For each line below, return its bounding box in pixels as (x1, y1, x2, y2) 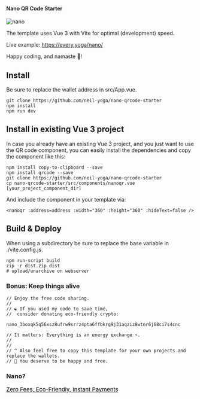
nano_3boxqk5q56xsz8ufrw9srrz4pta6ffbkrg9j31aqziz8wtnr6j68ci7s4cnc (6, 321, 181, 327)
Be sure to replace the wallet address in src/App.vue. (6, 86, 137, 93)
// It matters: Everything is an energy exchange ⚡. (6, 332, 141, 338)
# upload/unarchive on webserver (6, 268, 90, 274)
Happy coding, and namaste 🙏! (6, 53, 83, 60)
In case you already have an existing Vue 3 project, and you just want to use (6, 140, 195, 147)
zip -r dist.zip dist (6, 263, 60, 269)
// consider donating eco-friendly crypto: (6, 311, 119, 317)
